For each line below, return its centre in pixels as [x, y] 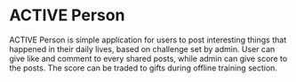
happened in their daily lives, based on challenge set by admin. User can [142, 48]
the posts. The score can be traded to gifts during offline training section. [144, 68]
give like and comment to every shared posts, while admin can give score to [148, 58]
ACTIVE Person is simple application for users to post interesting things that [148, 40]
